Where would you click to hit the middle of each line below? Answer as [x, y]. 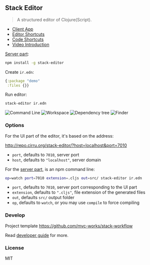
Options [15, 125]
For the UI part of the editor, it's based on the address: [59, 136]
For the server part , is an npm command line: [50, 169]
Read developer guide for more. [37, 235]
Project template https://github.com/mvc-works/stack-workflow [69, 226]
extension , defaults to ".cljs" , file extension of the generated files [79, 192]
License [15, 248]
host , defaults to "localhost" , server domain [56, 160]
